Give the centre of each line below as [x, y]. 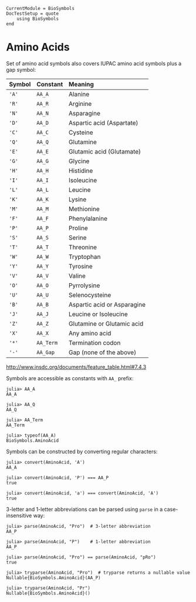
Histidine [81, 171]
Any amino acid [90, 333]
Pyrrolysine [84, 285]
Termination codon [94, 342]
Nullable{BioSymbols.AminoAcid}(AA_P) [53, 578]
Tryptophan [85, 257]
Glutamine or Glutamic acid [106, 324]
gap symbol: [21, 69]
